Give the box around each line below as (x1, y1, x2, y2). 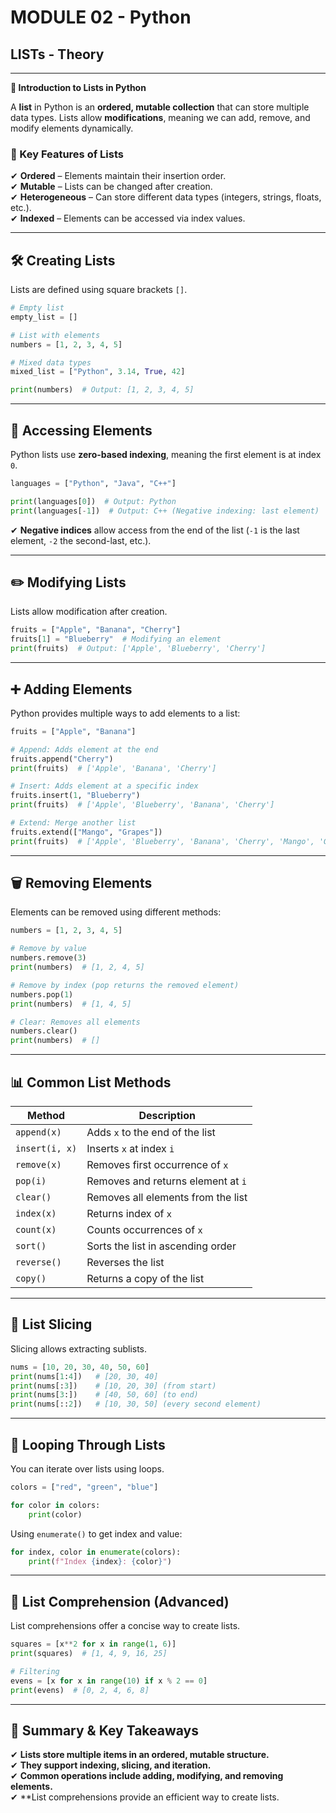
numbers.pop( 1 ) (10, 989, 74, 1000)
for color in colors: (10, 1500, 101, 1510)
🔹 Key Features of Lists (10, 147, 124, 161)
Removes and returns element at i (86, 1174, 247, 1188)
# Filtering (10, 1666, 60, 1676)
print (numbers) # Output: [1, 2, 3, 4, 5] (10, 385, 195, 395)
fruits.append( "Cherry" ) (10, 754, 114, 764)
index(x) (15, 1208, 57, 1220)
